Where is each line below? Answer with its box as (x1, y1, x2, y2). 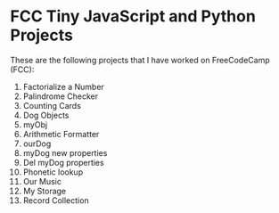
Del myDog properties (22, 157, 105, 168)
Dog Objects (22, 110, 70, 120)
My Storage (22, 185, 67, 196)
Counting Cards (22, 100, 81, 111)
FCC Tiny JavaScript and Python (10, 6, 257, 27)
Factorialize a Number (22, 81, 105, 92)
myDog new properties (22, 147, 108, 158)
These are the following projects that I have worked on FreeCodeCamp (10, 54, 270, 65)
